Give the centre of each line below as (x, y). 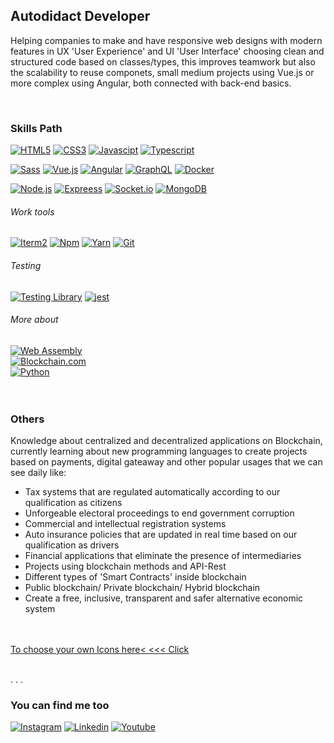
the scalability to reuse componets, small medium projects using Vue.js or (162, 72)
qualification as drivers (72, 545)
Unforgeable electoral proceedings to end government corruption (159, 513)
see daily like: (38, 473)
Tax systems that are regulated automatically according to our (152, 492)
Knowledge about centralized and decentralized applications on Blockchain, (166, 441)
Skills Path (36, 128)
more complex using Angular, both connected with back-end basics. (151, 83)
